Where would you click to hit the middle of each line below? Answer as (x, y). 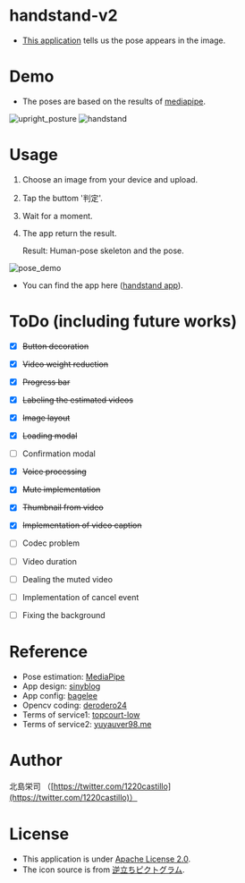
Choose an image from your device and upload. (110, 179)
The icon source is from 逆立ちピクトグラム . (103, 870)
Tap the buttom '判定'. (62, 198)
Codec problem (51, 543)
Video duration (50, 561)
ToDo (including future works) (123, 321)
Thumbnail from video (63, 507)
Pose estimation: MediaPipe (73, 676)
